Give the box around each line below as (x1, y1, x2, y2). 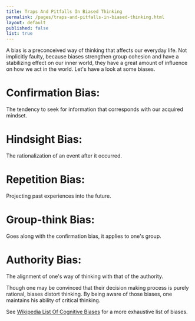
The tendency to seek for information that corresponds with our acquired (6, 106, 184, 113)
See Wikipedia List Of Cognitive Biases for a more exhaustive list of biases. (6, 308, 188, 315)
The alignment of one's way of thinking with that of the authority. (6, 273, 164, 280)
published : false (6, 25, 49, 31)
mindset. (6, 112, 28, 119)
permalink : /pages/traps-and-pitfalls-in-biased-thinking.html (6, 14, 165, 20)
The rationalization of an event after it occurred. (6, 152, 123, 159)
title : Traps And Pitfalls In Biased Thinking (6, 8, 123, 15)
